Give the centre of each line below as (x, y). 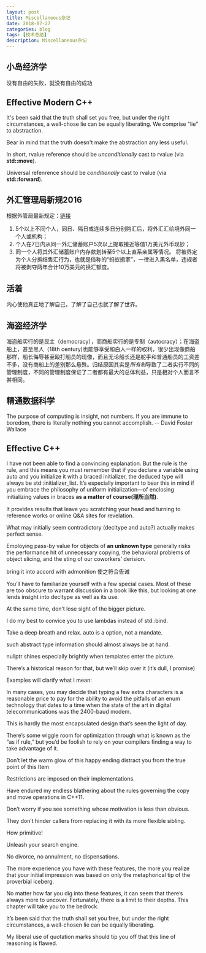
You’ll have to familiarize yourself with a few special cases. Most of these (99, 584)
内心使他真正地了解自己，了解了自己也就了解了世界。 (74, 304)
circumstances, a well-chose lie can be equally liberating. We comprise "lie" (102, 124)
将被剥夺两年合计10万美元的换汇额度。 (64, 267)
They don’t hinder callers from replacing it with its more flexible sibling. (96, 820)
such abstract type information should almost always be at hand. (88, 644)
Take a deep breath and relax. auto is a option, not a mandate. (85, 632)
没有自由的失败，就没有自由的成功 (49, 83)
